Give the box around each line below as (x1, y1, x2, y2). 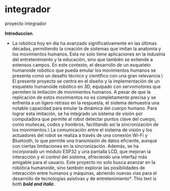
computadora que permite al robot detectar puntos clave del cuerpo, (12, 116, 156, 122)
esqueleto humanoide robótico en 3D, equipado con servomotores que (12, 83, 161, 90)
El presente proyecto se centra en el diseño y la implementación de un (12, 78, 160, 84)
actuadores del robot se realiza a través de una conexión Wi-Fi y (12, 132, 148, 138)
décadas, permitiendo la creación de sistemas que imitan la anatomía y (12, 45, 161, 51)
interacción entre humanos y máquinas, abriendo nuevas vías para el (12, 170, 157, 176)
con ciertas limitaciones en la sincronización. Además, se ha (12, 143, 139, 149)
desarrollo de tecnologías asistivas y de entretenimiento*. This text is (12, 175, 157, 181)
